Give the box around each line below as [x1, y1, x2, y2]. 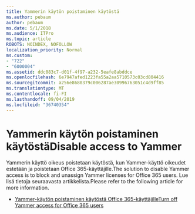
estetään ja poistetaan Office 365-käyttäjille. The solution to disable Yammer [6, 166, 190, 173]
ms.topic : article [6, 36, 51, 42]
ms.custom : [6, 52, 33, 58]
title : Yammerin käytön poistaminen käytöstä [6, 8, 119, 15]
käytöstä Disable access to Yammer [6, 140, 182, 153]
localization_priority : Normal [6, 47, 83, 53]
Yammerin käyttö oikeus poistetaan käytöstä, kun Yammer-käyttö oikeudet [6, 159, 186, 166]
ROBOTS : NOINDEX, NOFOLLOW [6, 42, 72, 48]
